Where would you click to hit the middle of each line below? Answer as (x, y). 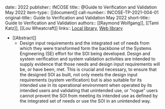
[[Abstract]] (24, 38)
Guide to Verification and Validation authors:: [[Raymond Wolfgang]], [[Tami (82, 23)
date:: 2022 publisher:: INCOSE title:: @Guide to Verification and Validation (81, 7)
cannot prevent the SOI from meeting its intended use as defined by (89, 96)
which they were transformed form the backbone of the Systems (85, 48)
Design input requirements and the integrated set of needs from (84, 43)
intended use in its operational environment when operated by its (86, 85)
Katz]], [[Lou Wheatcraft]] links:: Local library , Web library (64, 28)
